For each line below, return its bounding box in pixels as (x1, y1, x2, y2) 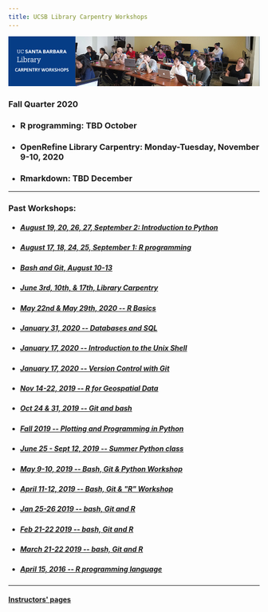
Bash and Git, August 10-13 (19, 263, 113, 273)
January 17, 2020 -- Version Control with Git (19, 363, 170, 373)
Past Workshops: (8, 203, 77, 214)
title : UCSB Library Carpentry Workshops (8, 13, 148, 21)
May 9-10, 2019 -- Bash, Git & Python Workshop (19, 464, 183, 473)
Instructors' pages (8, 594, 72, 605)
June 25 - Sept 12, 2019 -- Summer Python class (19, 444, 184, 453)
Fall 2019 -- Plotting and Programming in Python (19, 423, 184, 433)
